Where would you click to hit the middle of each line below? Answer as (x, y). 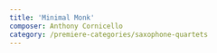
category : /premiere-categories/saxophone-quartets (108, 34)
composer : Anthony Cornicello (66, 26)
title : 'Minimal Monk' (52, 18)
